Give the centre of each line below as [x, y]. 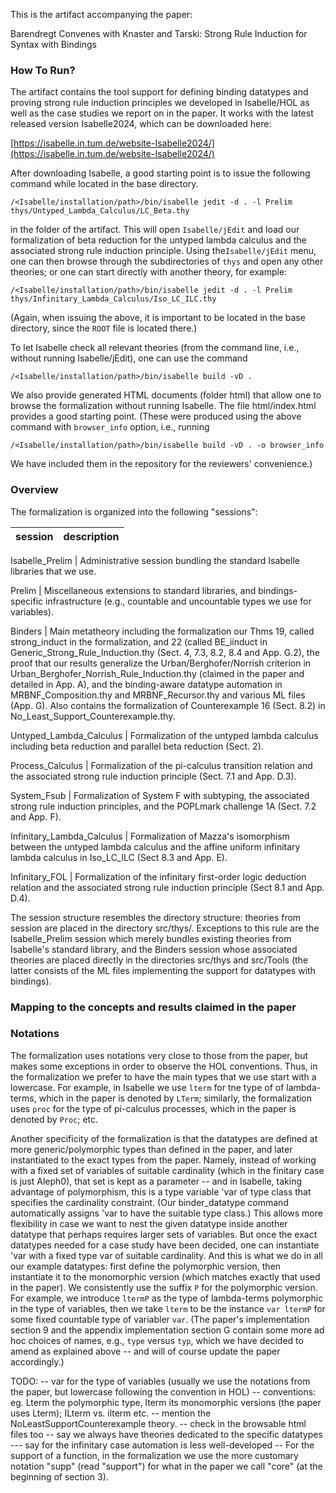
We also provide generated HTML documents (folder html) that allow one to [166, 395]
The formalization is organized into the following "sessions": [134, 511]
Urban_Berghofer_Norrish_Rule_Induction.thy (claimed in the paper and [157, 673]
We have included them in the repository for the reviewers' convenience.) [161, 464]
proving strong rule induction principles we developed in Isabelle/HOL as [160, 103]
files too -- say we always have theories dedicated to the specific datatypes [166, 1434]
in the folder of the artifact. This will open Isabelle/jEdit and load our [155, 230]
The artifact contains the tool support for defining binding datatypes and [159, 92]
